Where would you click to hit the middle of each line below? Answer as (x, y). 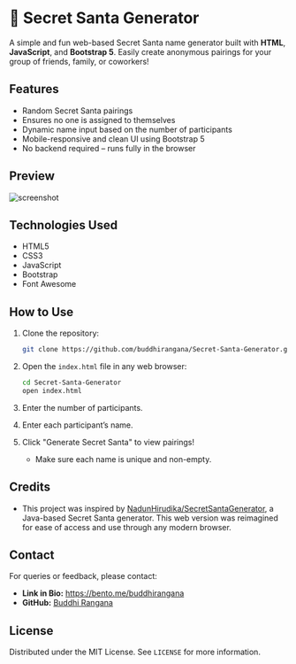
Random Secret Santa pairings (77, 111)
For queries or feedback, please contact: (83, 576)
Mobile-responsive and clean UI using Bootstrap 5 (113, 139)
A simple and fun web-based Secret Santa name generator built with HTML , (148, 42)
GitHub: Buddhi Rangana (67, 603)
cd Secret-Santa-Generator (72, 383)
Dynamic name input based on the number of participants (127, 129)
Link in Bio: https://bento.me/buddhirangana (103, 593)
